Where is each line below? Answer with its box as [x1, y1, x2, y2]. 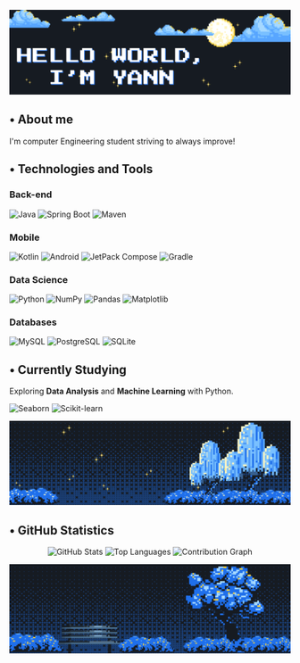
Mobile [9, 231, 40, 244]
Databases [9, 316, 57, 328]
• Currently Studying [9, 362, 127, 377]
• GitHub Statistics [9, 523, 114, 538]
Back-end [9, 188, 53, 201]
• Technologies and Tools [9, 162, 154, 177]
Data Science [9, 273, 69, 286]
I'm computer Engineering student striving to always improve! [9, 136, 236, 146]
